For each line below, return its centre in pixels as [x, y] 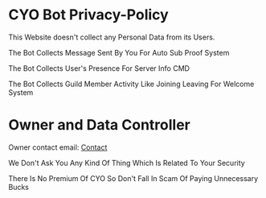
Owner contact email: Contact [58, 147]
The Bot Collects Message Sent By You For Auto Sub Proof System [119, 52]
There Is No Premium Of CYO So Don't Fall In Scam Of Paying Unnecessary [133, 178]
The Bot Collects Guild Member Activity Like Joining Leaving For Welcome [131, 84]
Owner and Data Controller [99, 125]
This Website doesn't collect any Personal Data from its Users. [112, 37]
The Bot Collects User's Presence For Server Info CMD [99, 68]
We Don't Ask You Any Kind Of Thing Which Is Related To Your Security [127, 163]
